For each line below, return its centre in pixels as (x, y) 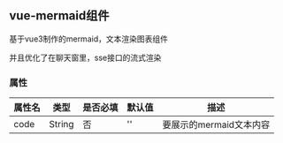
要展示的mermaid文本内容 (216, 124)
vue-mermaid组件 (59, 16)
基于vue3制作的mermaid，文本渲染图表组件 (88, 39)
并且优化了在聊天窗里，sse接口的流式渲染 (85, 57)
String (61, 124)
